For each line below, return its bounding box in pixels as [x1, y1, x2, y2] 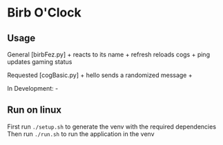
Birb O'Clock [7, 5, 81, 21]
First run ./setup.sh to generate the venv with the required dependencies [7, 122, 216, 131]
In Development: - [7, 85, 59, 92]
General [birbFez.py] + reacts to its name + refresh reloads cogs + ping [7, 50, 211, 58]
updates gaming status [7, 58, 72, 66]
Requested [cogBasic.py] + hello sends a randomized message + [7, 71, 193, 79]
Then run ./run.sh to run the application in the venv [7, 129, 155, 138]
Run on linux [7, 104, 62, 116]
